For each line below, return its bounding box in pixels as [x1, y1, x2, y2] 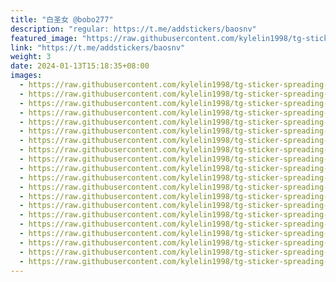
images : [10, 71, 43, 81]
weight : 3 [10, 52, 52, 62]
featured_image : [10, 33, 78, 43]
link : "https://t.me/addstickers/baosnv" [10, 42, 186, 53]
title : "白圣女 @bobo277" [10, 14, 114, 25]
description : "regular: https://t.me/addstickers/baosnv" [10, 24, 257, 34]
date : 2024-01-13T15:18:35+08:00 [10, 61, 150, 71]
